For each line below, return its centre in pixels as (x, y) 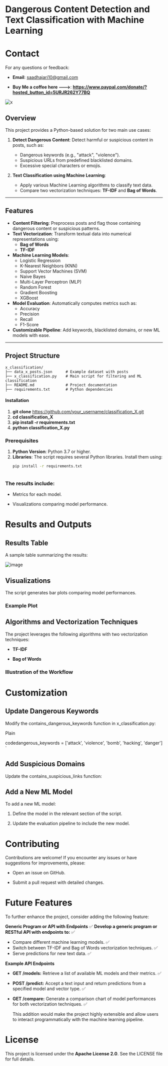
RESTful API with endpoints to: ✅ (40, 932)
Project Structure (32, 356)
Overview (21, 118)
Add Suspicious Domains (45, 764)
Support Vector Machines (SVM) (53, 271)
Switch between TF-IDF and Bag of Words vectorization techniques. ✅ (85, 948)
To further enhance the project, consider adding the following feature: (77, 917)
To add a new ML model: (30, 804)
